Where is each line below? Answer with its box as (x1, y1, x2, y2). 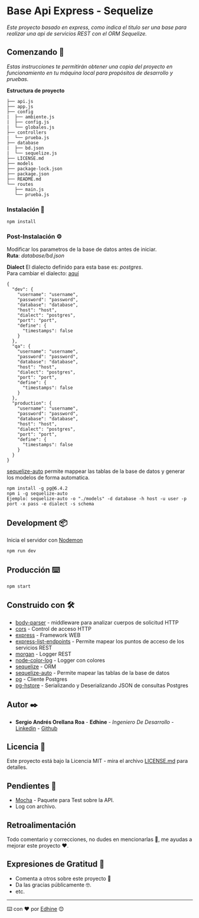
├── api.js (6, 98, 34, 104)
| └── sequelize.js (6, 150, 58, 156)
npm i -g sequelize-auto (6, 491, 68, 497)
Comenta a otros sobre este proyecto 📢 (15, 875, 112, 882)
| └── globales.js (6, 124, 55, 130)
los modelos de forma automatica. (6, 474, 90, 481)
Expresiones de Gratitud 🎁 (6, 859, 105, 869)
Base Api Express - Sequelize (6, 4, 154, 18)
